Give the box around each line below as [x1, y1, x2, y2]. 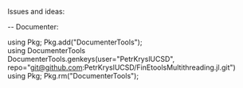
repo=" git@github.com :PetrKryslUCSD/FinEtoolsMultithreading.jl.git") [7, 63, 236, 72]
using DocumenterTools [7, 46, 85, 55]
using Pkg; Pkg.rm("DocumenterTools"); [7, 71, 139, 80]
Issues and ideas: [7, 7, 65, 16]
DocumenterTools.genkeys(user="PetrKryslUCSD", [7, 55, 175, 63]
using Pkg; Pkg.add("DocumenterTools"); [7, 37, 143, 47]
